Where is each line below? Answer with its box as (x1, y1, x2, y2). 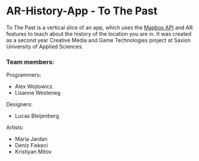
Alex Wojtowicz (14, 83, 53, 90)
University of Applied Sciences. (6, 43, 83, 50)
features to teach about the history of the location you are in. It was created (6, 30, 192, 37)
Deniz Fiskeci (14, 142, 48, 149)
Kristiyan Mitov (14, 148, 52, 156)
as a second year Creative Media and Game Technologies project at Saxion (6, 36, 191, 44)
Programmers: (6, 72, 42, 79)
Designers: (6, 101, 33, 108)
